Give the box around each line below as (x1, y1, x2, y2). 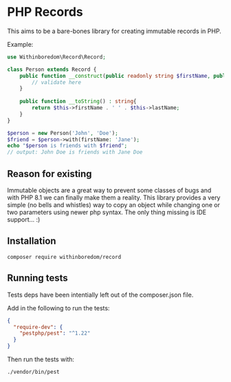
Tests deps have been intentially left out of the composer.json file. (7, 290, 194, 299)
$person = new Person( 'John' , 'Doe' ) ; (7, 129, 118, 136)
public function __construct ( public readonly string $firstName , (19, 72, 211, 79)
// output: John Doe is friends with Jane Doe (7, 149, 143, 156)
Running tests (7, 273, 69, 284)
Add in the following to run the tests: (7, 304, 110, 312)
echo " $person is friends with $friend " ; (7, 142, 128, 149)
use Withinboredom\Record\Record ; (7, 53, 107, 61)
